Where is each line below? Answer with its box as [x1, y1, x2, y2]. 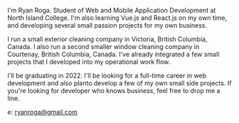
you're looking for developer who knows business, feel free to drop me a [7, 87, 221, 95]
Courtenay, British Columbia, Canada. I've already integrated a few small [7, 50, 220, 58]
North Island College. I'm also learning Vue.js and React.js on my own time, [7, 14, 228, 22]
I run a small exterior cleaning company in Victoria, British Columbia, [7, 35, 208, 43]
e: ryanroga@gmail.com [7, 108, 78, 116]
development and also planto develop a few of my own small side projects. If [7, 79, 232, 87]
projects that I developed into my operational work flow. [7, 58, 171, 66]
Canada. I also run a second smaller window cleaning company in [7, 43, 200, 50]
